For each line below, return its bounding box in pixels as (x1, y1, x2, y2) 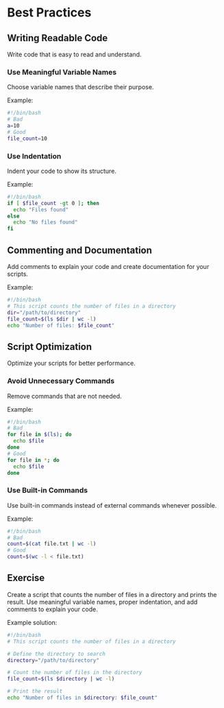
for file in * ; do (7, 456, 60, 464)
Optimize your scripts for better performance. (7, 359, 136, 368)
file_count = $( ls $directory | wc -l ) (7, 676, 115, 683)
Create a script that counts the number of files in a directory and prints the (7, 590, 217, 598)
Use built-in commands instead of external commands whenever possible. (7, 501, 217, 509)
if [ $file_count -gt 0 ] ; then (7, 200, 99, 206)
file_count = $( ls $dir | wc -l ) (7, 316, 97, 322)
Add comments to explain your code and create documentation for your (7, 263, 210, 271)
